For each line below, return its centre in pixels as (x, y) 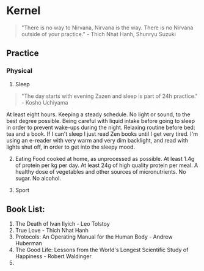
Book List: (26, 210)
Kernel (24, 11)
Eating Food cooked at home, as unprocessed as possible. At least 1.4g (105, 158)
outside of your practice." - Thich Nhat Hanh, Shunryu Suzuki (98, 34)
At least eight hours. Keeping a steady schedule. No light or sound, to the (98, 114)
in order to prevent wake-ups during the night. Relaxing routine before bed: (101, 127)
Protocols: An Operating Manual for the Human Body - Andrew (94, 237)
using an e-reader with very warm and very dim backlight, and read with (97, 140)
